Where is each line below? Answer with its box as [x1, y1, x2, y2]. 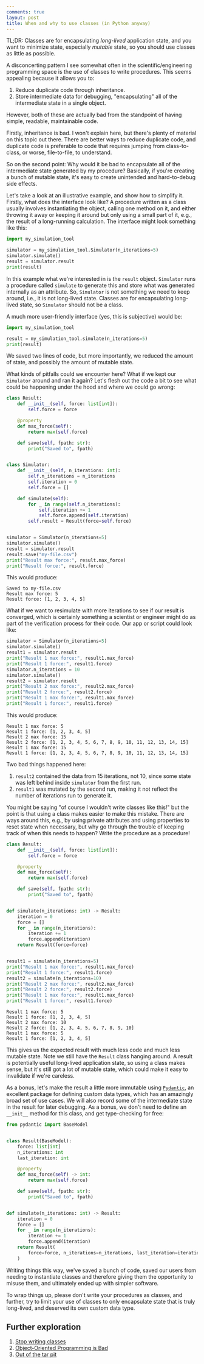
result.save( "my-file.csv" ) [6, 551, 78, 557]
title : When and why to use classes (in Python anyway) [6, 20, 151, 26]
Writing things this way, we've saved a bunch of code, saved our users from [6, 1267, 196, 1274]
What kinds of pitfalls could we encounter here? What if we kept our [6, 370, 176, 378]
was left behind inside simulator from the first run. [15, 779, 141, 786]
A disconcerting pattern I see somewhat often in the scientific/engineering [6, 62, 192, 69]
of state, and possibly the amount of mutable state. [6, 359, 134, 366]
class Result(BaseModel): [6, 1137, 72, 1144]
